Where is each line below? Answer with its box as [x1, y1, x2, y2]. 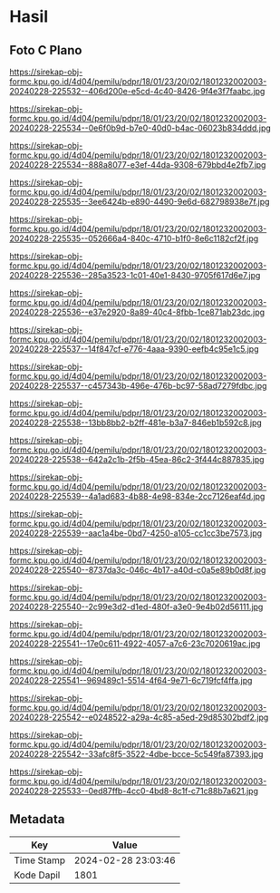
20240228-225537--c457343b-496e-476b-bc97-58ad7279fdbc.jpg [9, 381, 267, 391]
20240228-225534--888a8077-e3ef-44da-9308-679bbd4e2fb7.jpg [9, 160, 266, 170]
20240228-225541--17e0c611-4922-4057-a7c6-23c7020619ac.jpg [9, 638, 261, 649]
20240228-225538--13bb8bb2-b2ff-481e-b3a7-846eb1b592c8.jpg [9, 417, 263, 428]
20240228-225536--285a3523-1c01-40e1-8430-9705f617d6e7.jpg [9, 270, 261, 280]
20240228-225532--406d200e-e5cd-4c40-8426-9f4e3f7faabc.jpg [9, 86, 266, 96]
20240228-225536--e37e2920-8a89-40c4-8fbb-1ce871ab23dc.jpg [9, 306, 266, 317]
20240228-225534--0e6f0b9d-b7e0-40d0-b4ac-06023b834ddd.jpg [9, 122, 272, 133]
